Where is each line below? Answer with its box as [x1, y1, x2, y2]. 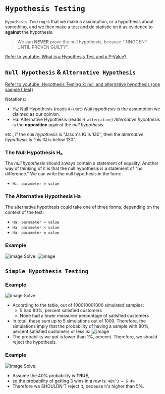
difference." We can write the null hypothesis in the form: [5, 171, 121, 177]
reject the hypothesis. [12, 339, 57, 345]
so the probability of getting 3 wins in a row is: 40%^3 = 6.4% [12, 378, 135, 384]
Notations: [5, 96, 26, 102]
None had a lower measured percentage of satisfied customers [19, 313, 149, 319]
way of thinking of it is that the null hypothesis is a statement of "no [5, 165, 143, 171]
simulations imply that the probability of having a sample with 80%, [12, 323, 150, 329]
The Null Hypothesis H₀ [5, 149, 63, 156]
